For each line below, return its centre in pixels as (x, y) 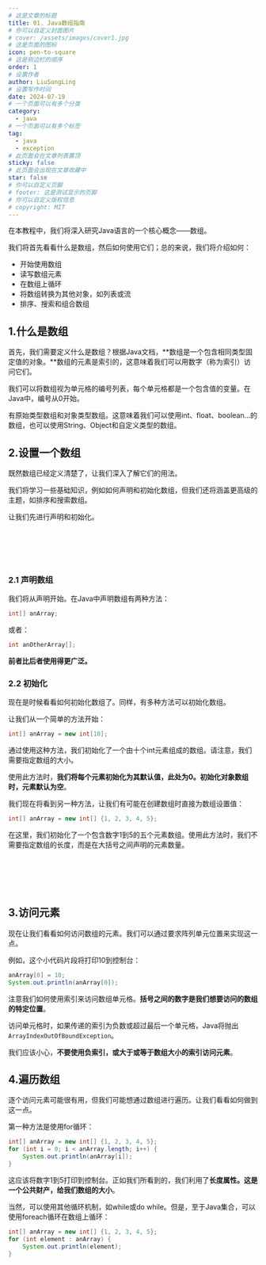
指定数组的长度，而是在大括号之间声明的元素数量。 (105, 845)
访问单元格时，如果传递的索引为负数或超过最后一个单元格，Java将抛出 (123, 1025)
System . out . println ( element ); (72, 1246)
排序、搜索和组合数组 (54, 304)
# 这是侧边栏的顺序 (36, 60)
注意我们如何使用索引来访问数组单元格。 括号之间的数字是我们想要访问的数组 (133, 999)
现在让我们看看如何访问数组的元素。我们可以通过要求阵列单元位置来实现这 (129, 933)
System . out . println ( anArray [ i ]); (78, 1157)
